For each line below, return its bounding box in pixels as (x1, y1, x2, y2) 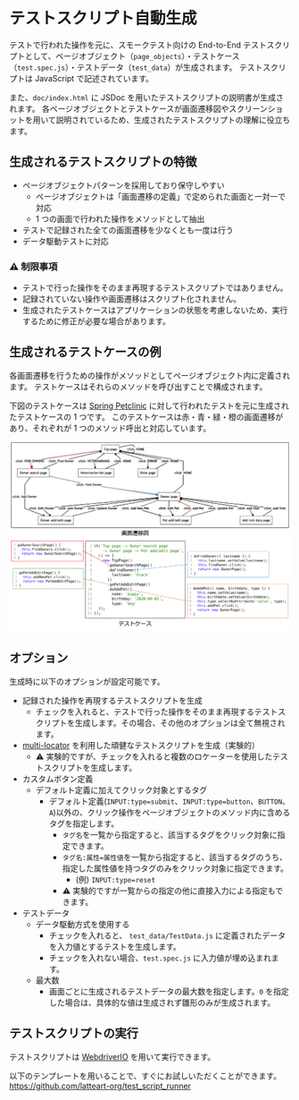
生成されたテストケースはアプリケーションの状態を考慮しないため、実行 (21, 305, 288, 316)
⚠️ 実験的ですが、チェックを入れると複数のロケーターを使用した (35, 751, 273, 762)
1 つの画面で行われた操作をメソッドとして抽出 (35, 213, 205, 224)
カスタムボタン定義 (21, 773, 94, 784)
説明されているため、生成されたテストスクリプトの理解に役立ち (55, 114, 291, 125)
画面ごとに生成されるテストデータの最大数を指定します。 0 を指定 (48, 985, 290, 996)
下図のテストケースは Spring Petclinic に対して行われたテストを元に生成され (9, 400, 290, 411)
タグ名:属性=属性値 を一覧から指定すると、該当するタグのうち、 (62, 851, 288, 862)
